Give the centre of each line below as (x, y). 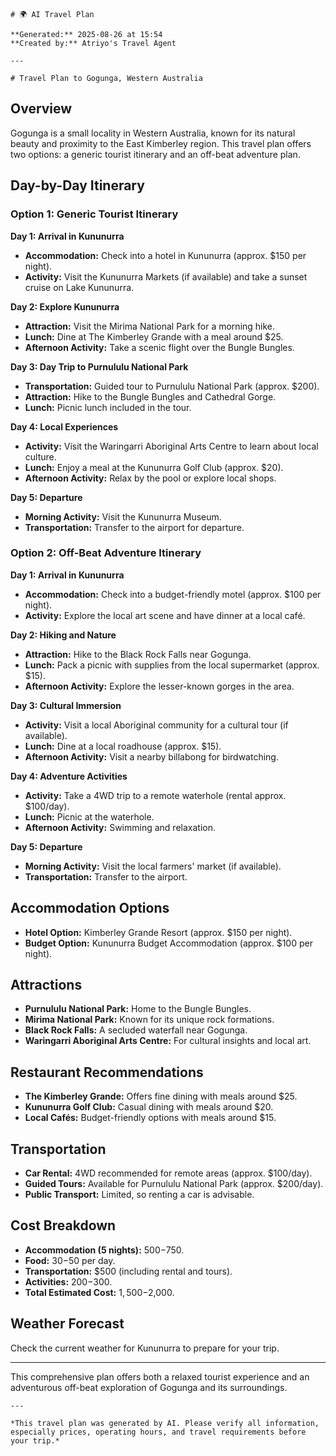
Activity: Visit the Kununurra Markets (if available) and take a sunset (166, 276)
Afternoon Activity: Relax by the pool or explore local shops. (150, 478)
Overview (41, 109)
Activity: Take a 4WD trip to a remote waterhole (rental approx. (155, 795)
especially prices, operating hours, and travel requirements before (158, 1432)
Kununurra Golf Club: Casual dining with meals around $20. (149, 1107)
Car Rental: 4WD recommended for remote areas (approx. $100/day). (168, 1173)
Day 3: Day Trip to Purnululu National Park (99, 366)
